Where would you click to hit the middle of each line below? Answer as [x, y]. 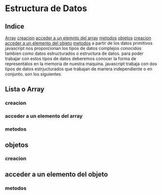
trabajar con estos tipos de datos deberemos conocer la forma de [71, 58]
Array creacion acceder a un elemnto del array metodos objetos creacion [78, 38]
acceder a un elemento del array [44, 116]
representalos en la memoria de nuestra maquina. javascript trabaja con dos [81, 64]
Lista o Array [25, 89]
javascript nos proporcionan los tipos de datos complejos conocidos [73, 48]
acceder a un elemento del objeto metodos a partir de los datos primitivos [79, 43]
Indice [15, 26]
